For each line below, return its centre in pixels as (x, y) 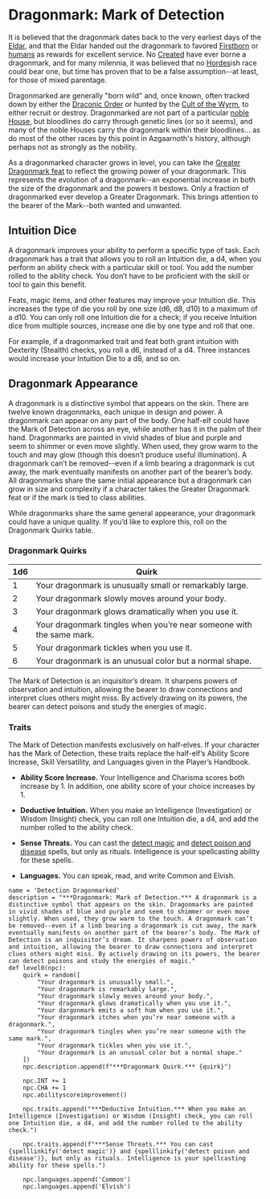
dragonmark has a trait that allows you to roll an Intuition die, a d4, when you (135, 259)
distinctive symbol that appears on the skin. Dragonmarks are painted (131, 905)
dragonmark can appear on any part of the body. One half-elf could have (129, 420)
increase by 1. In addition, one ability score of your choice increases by (137, 786)
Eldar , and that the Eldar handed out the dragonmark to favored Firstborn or (133, 45)
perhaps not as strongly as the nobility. (73, 147)
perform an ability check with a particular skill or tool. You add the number (131, 267)
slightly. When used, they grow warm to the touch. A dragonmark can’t (131, 919)
